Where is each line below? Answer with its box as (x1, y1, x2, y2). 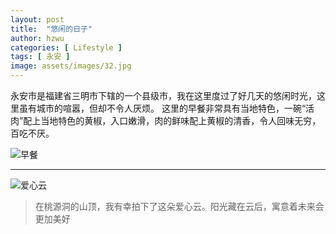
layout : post (10, 14, 65, 25)
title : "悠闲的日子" (10, 24, 93, 34)
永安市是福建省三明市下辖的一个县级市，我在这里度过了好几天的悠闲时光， (10, 90, 317, 101)
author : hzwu (10, 33, 65, 43)
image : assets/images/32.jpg (10, 61, 132, 71)
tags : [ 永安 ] (10, 52, 71, 62)
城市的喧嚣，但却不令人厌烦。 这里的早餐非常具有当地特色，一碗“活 (36, 102, 315, 114)
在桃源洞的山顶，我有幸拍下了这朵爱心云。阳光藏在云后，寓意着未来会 (34, 201, 325, 212)
